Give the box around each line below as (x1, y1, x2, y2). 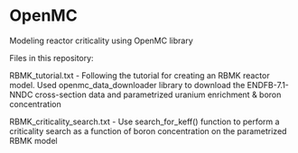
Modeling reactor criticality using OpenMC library (9, 35, 194, 46)
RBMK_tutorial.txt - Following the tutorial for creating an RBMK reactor (9, 69, 270, 81)
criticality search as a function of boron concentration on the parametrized (9, 125, 287, 136)
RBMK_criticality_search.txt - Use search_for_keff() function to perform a (9, 116, 280, 127)
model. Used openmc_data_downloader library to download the (9, 79, 246, 90)
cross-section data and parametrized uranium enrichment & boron (34, 89, 282, 100)
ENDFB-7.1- (247, 79, 289, 90)
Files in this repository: (9, 52, 94, 63)
